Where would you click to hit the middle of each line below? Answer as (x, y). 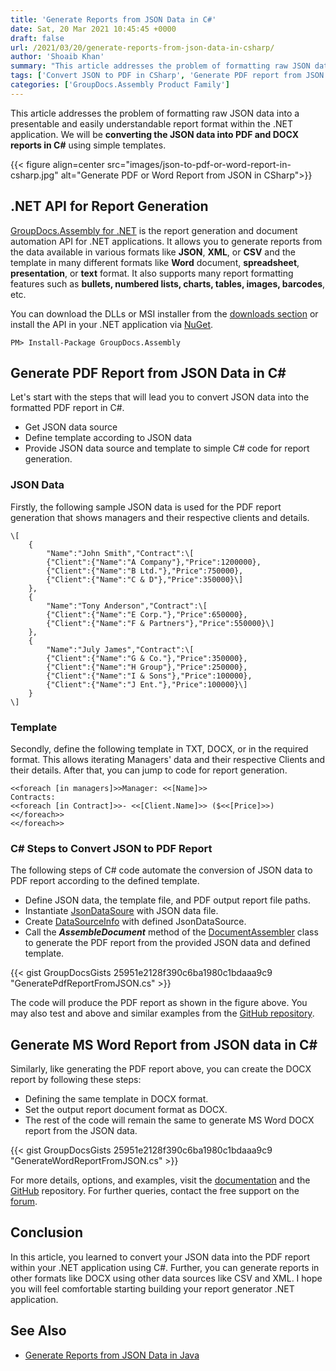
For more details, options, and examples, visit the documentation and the (160, 1180)
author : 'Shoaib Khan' (57, 57)
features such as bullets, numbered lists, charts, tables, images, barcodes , (168, 283)
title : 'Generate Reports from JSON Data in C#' (113, 19)
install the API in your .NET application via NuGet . (112, 324)
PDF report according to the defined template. (105, 881)
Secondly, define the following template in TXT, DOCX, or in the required (159, 748)
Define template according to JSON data (108, 438)
